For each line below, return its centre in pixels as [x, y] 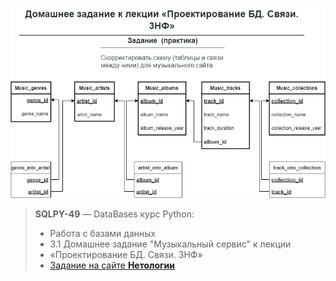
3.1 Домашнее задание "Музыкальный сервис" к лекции [170, 244]
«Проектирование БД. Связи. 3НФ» [126, 255]
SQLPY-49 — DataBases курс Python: [114, 214]
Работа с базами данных [103, 234]
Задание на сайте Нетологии [112, 265]
